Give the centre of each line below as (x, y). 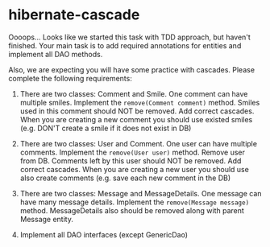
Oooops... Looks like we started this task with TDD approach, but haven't (130, 37)
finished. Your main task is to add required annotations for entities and (125, 45)
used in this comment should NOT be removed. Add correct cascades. (137, 111)
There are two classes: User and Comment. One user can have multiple (139, 143)
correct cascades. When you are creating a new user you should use (135, 169)
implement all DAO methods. (56, 54)
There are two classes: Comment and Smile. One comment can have (134, 93)
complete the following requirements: (71, 78)
